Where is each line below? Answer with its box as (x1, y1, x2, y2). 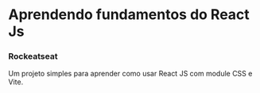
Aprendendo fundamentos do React (8, 6, 250, 24)
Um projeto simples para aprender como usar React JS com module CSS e (8, 69, 253, 79)
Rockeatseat (8, 51, 58, 62)
